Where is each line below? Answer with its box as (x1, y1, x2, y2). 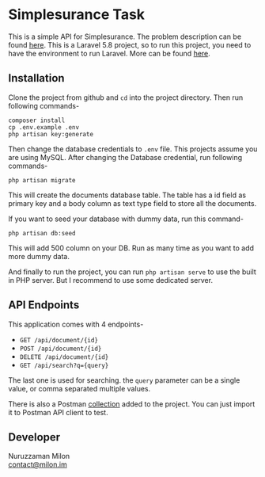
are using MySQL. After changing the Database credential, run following (8, 152, 243, 162)
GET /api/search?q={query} (19, 361, 109, 369)
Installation (8, 71, 65, 85)
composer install (8, 116, 66, 124)
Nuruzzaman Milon (8, 452, 70, 461)
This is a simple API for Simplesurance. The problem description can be (8, 32, 242, 41)
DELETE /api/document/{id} (19, 353, 109, 361)
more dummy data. (8, 251, 70, 261)
